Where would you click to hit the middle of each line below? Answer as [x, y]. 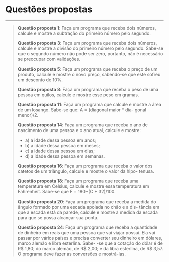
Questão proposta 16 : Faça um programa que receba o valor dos [85, 166]
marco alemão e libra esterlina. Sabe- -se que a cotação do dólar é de [90, 243]
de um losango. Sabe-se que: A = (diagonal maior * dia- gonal [82, 110]
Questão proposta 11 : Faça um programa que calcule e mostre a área [90, 104]
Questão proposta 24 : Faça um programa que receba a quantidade [88, 227]
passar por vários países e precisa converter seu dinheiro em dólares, [90, 238]
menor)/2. [28, 115]
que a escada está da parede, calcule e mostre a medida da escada [88, 212]
